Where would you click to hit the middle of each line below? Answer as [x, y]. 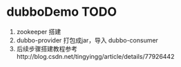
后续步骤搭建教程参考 [47, 49]
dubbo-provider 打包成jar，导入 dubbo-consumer [87, 40]
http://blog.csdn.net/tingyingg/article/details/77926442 [95, 56]
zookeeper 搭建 [39, 31]
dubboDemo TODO [61, 12]
